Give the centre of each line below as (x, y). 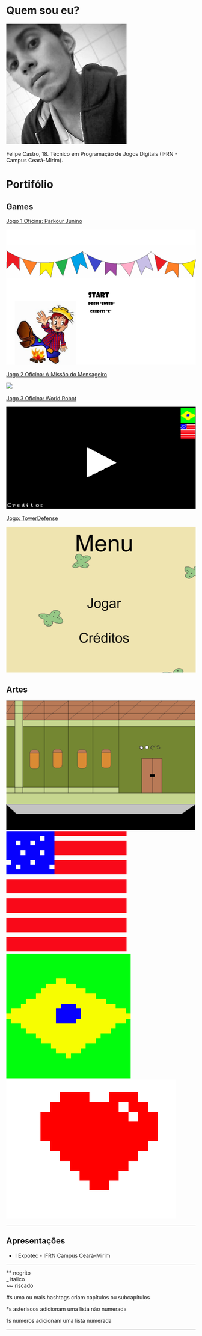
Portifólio (30, 185)
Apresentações (36, 1241)
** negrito (19, 1273)
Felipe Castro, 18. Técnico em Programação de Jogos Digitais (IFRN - (92, 153)
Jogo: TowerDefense (32, 518)
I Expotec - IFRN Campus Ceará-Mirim (63, 1255)
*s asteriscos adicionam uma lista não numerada (67, 1309)
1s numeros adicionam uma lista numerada (59, 1320)
